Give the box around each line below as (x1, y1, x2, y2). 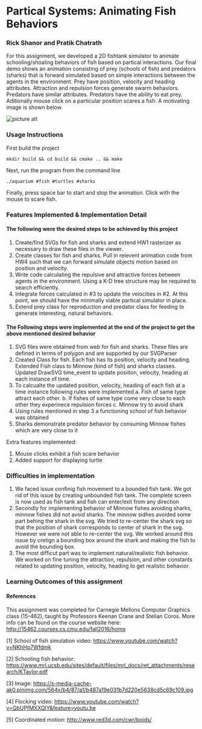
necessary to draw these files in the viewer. (14, 245, 124, 252)
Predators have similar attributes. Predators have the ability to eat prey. (6, 91, 183, 98)
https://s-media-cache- (33, 679, 92, 687)
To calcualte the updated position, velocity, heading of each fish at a (14, 382, 185, 389)
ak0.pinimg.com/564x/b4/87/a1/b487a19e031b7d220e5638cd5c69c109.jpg (6, 686, 194, 693)
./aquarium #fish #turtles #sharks (6, 178, 96, 184)
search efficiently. (14, 283, 60, 291)
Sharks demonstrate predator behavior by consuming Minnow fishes (14, 420, 186, 427)
